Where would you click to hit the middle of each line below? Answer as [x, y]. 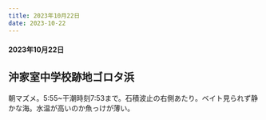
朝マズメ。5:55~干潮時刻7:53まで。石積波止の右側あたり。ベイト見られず [130, 98]
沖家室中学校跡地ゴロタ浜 [71, 77]
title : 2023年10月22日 [44, 16]
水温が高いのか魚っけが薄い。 [85, 108]
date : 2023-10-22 [37, 23]
